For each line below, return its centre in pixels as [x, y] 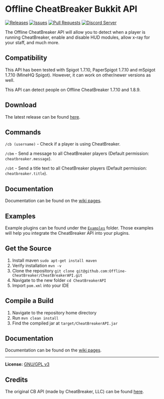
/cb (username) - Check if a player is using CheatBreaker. [63, 144]
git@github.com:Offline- [102, 271]
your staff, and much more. [32, 42]
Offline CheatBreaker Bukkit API [71, 9]
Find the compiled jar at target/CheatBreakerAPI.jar [65, 323]
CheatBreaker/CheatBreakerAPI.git [47, 275]
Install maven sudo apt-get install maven [54, 260]
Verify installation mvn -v [37, 265]
